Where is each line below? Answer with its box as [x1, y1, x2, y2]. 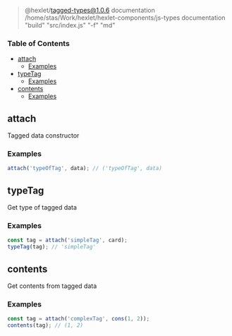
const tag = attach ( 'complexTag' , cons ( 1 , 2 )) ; [7, 316, 150, 323]
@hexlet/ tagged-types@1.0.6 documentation [24, 6, 155, 14]
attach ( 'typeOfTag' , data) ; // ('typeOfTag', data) [7, 165, 162, 172]
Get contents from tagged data [7, 282, 97, 290]
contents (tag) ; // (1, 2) [7, 322, 83, 329]
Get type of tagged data [7, 203, 78, 212]
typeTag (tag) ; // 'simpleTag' [7, 244, 97, 251]
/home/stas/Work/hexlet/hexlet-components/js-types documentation [24, 13, 226, 22]
